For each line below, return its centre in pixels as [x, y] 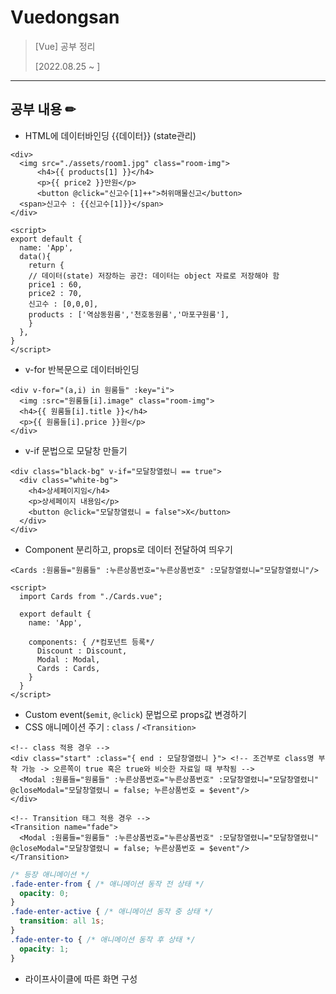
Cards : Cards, [68, 668]
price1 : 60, [55, 284]
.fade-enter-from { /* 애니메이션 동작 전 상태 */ [107, 884]
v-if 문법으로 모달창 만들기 [76, 450]
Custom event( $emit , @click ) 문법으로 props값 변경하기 [135, 714]
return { [46, 265]
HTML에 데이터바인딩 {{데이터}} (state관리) [110, 135]
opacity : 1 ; [44, 949]
